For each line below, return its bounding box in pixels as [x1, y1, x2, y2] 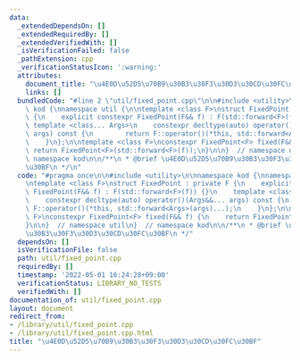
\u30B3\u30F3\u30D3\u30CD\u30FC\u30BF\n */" [25, 229, 194, 238]
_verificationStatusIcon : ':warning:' [17, 63, 162, 72]
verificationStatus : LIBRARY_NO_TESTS [17, 279, 162, 288]
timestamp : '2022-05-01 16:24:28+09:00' [17, 271, 170, 280]
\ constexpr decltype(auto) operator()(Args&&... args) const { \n [25, 196, 290, 205]
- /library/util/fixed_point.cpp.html [9, 329, 154, 338]
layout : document [9, 304, 74, 313]
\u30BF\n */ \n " [25, 163, 82, 172]
